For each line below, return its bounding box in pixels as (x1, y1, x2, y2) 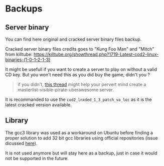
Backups (5, 3, 43, 15)
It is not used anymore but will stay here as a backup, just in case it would (5, 150, 157, 156)
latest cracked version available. (5, 102, 72, 108)
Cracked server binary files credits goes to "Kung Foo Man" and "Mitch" (5, 46, 154, 52)
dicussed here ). (5, 140, 38, 146)
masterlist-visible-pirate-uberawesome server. (17, 87, 114, 93)
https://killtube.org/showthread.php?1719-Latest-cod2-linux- (33, 51, 159, 57)
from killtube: (5, 51, 33, 57)
